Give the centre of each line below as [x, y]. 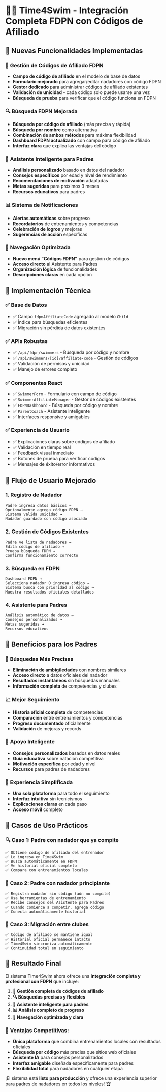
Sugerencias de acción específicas [50, 234]
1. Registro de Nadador [34, 495]
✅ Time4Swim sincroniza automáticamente [49, 944]
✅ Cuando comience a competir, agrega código [55, 907]
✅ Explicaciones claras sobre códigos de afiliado [64, 441]
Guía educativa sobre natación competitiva [58, 758]
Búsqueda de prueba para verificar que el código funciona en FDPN [84, 98]
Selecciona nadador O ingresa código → [47, 583]
